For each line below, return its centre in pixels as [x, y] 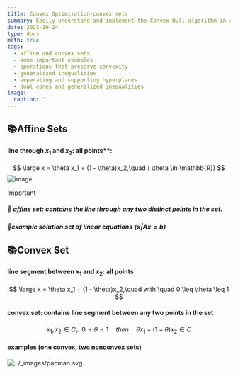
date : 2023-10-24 [33, 27]
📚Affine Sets [38, 129]
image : [17, 93]
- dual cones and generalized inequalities [79, 86]
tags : [15, 47]
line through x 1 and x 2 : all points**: [60, 151]
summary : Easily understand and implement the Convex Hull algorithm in [117, 21]
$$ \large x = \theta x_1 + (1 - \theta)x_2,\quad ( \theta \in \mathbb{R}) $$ [119, 168]
